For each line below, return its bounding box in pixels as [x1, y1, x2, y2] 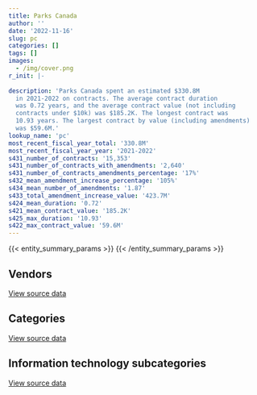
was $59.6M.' [15, 124, 60, 132]
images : [8, 57, 35, 65]
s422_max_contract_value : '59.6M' [8, 222, 125, 230]
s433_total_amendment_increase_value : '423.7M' [8, 191, 172, 200]
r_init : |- [8, 72, 45, 80]
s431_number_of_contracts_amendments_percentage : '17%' [8, 169, 200, 177]
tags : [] [8, 49, 38, 57]
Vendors [8, 267, 52, 281]
